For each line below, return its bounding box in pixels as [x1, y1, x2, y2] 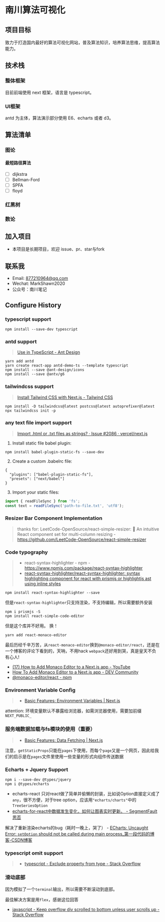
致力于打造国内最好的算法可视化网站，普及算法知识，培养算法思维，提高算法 [5, 40, 160, 45]
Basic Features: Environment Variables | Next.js [24, 698, 120, 704]
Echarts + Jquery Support [5, 766, 69, 773]
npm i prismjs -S [5, 610, 41, 615]
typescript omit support [5, 849, 63, 856]
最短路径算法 [5, 160, 31, 166]
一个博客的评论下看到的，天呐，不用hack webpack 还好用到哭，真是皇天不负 [5, 648, 156, 654]
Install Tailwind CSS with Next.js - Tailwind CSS [17, 394, 113, 400]
